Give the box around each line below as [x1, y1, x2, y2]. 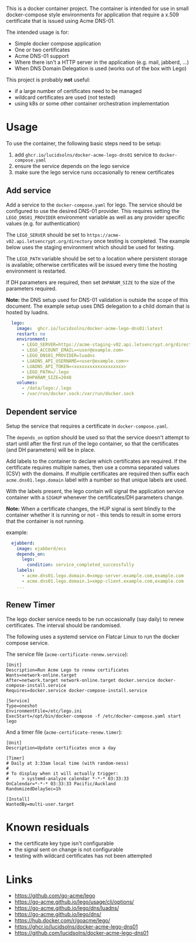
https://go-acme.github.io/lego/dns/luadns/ [14, 905, 120, 912]
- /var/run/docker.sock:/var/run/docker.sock [21, 391, 134, 397]
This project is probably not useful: [6, 76, 90, 83]
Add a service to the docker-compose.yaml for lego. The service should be [6, 201, 183, 208]
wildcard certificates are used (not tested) [14, 94, 116, 101]
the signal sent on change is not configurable [14, 846, 124, 853]
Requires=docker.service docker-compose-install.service [6, 687, 148, 693]
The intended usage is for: [6, 29, 69, 36]
